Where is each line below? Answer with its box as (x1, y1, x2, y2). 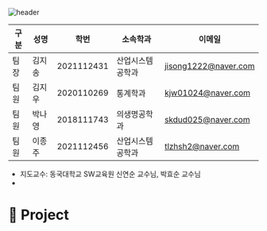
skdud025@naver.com (164, 114, 250, 125)
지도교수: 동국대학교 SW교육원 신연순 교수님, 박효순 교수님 (19, 169, 201, 179)
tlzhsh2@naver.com (164, 141, 240, 152)
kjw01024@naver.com (164, 87, 251, 98)
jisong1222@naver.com (164, 60, 255, 71)
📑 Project (8, 206, 70, 224)
